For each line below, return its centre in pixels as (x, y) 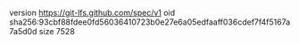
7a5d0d (23, 31)
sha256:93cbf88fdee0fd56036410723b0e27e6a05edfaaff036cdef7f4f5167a (150, 22)
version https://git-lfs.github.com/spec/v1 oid (92, 13)
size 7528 (57, 31)
